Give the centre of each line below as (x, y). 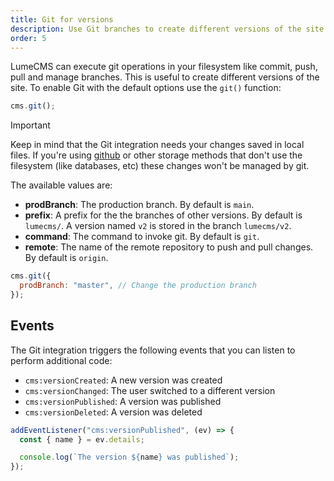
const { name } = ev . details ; (82, 439)
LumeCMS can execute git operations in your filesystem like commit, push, (164, 67)
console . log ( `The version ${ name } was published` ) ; (129, 457)
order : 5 (28, 38)
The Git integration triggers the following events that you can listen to (153, 350)
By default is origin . (66, 258)
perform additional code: (61, 360)
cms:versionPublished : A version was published (123, 401)
